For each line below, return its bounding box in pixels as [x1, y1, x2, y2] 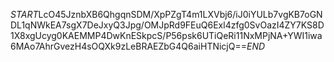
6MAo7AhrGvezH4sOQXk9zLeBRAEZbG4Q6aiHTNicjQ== [10, 40, 247, 52]
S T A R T [10, 9, 39, 20]
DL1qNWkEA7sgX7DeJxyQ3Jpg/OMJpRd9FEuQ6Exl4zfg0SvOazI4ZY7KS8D [10, 19, 325, 31]
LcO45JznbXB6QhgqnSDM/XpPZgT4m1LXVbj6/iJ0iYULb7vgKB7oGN [38, 9, 323, 20]
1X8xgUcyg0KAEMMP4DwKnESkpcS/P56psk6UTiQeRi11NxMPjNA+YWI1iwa [10, 30, 323, 41]
